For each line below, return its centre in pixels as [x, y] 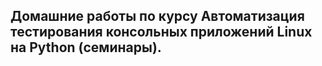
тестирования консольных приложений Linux [161, 32]
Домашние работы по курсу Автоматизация [157, 16]
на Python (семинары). [86, 47]
